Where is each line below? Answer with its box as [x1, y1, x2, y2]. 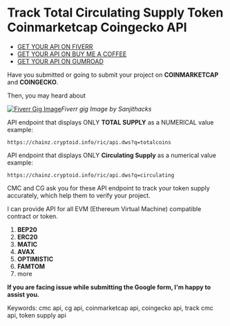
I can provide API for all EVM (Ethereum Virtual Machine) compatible [7, 204, 202, 212]
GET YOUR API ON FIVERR [17, 42, 93, 51]
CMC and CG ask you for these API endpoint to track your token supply [7, 183, 210, 192]
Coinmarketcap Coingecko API [7, 19, 188, 35]
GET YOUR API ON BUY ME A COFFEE [17, 50, 127, 58]
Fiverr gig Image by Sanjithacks [61, 105, 152, 113]
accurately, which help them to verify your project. [7, 191, 151, 199]
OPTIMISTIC [17, 255, 54, 263]
